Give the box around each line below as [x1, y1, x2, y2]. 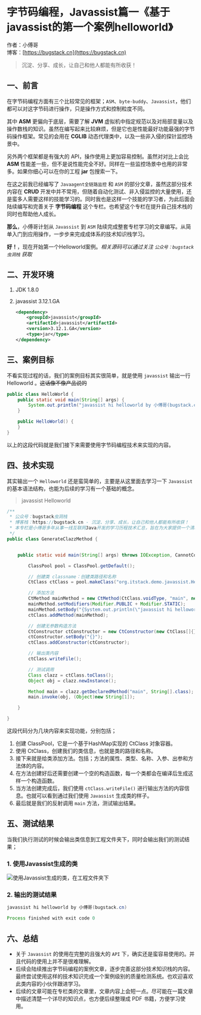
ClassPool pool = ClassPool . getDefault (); [28, 562, 135, 569]
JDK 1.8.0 [15, 286, 39, 293]
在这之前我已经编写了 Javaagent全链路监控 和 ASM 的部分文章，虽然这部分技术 [7, 180, 193, 187]
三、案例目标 [7, 355, 54, 365]
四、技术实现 [7, 460, 54, 470]
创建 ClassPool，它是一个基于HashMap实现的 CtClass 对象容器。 [15, 740, 176, 747]
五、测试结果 [7, 819, 54, 829]
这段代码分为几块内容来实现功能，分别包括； [7, 727, 117, 734]
